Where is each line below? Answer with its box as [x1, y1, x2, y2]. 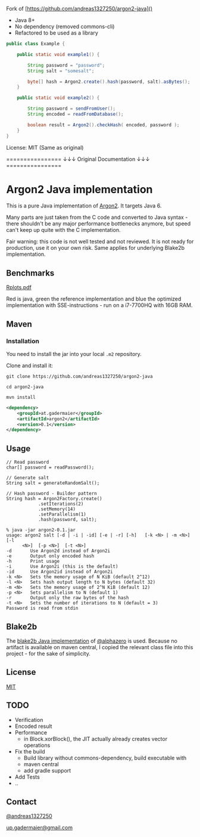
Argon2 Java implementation [6, 182, 153, 196]
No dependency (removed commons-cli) [14, 23, 115, 30]
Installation [6, 337, 40, 345]
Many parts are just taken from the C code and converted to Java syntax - [6, 214, 188, 221]
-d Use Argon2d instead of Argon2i [6, 548, 111, 554]
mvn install [6, 394, 36, 400]
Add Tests [14, 773, 40, 780]
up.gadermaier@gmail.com [6, 824, 73, 831]
